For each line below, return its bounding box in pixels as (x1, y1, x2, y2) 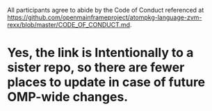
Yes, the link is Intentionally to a (7, 45, 194, 61)
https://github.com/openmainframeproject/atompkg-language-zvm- (7, 13, 202, 22)
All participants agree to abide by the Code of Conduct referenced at (7, 6, 204, 14)
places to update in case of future (7, 74, 206, 90)
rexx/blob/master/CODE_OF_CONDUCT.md (7, 21, 131, 28)
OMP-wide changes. (7, 89, 129, 105)
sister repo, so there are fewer (7, 60, 185, 76)
